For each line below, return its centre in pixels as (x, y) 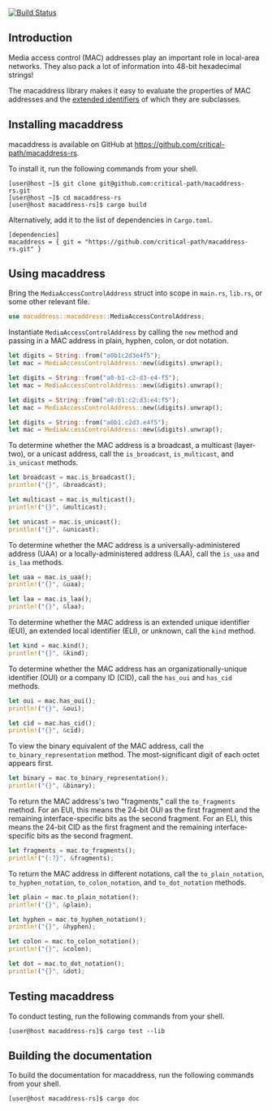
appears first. (31, 764)
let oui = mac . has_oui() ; (52, 701)
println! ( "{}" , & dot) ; (47, 971)
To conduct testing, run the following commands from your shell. (117, 1016)
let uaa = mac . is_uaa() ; (50, 577)
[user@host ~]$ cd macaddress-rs (65, 198)
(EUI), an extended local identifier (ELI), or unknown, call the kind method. (132, 631)
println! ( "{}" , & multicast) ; (58, 507)
